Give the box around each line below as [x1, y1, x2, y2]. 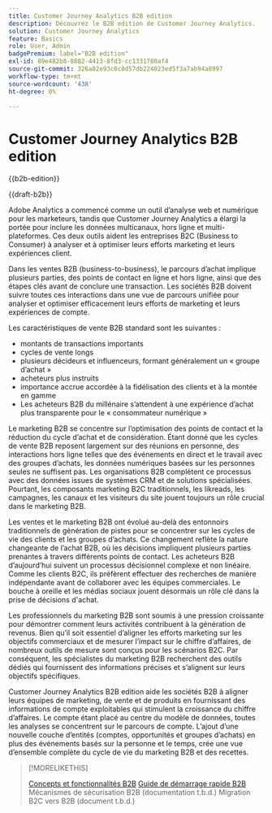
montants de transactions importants [19, 339, 144, 349]
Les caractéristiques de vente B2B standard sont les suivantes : [8, 323, 222, 333]
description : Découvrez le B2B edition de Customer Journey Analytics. [8, 20, 256, 28]
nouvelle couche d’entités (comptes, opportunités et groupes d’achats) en [8, 730, 256, 740]
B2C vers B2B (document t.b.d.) [28, 796, 136, 806]
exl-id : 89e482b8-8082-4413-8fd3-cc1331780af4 [8, 58, 169, 66]
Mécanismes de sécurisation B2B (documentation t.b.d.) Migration [28, 788, 251, 798]
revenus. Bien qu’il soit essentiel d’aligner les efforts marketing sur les [8, 628, 242, 638]
